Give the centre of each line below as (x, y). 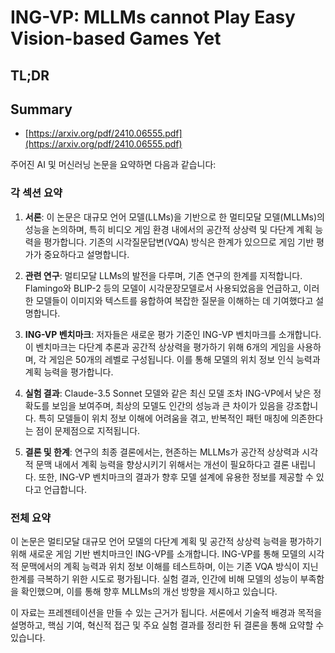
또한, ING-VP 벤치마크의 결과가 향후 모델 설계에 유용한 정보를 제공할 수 (176, 477)
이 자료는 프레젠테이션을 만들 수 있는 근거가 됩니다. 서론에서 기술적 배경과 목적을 (166, 612)
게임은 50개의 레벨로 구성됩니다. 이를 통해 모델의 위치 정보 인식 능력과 (184, 359)
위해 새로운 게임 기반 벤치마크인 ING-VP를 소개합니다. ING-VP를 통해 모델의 (158, 553)
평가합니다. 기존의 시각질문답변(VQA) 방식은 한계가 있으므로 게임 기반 (179, 242)
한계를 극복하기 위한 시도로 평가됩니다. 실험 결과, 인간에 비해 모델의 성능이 (154, 578)
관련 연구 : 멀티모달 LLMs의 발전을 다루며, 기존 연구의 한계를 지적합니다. (163, 275)
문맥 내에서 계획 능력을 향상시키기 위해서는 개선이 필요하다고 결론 (162, 464)
